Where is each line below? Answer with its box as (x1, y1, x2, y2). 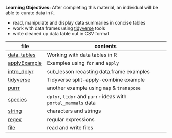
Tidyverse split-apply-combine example (47, 76, 145, 83)
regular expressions (47, 116, 95, 123)
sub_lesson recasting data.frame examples (47, 68, 150, 75)
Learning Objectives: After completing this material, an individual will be (5, 5, 158, 10)
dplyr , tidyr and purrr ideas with (47, 93, 127, 100)
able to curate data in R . (5, 10, 55, 16)
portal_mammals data (47, 99, 96, 106)
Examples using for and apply (47, 60, 119, 66)
